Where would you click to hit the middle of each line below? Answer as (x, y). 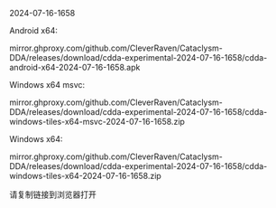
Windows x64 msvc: (47, 85)
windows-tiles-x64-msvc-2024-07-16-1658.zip (97, 122)
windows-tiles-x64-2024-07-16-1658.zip (86, 176)
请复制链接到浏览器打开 (53, 194)
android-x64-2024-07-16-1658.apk (75, 67)
